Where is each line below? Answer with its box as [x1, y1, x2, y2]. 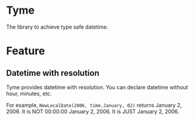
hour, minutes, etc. [6, 90, 52, 97]
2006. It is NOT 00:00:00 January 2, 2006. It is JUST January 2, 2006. [6, 108, 180, 115]
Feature [6, 44, 45, 58]
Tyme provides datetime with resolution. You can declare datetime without [6, 83, 189, 91]
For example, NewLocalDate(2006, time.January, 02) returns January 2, [6, 101, 182, 108]
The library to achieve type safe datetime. [6, 23, 109, 30]
